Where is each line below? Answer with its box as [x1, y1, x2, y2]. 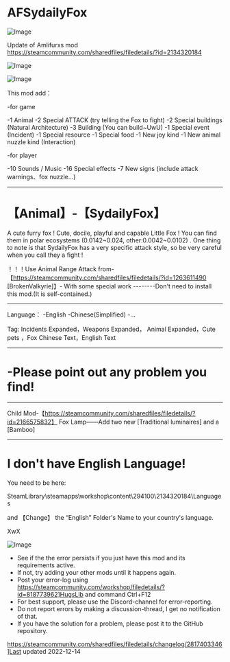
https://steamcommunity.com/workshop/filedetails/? [16, 582, 166, 591]
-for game [7, 102, 36, 111]
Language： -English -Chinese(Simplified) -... [7, 310, 136, 319]
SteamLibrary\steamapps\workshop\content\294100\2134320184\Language [7, 492, 222, 500]
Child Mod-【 [7, 409, 45, 417]
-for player [7, 151, 38, 159]
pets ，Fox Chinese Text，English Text [7, 333, 116, 341]
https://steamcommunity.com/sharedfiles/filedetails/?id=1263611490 [13, 273, 207, 282]
